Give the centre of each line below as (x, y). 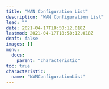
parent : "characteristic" (49, 60)
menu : (13, 50)
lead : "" (17, 22)
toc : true (18, 66)
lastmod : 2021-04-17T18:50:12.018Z (50, 33)
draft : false (22, 39)
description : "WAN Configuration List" (55, 17)
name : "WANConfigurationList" (48, 77)
